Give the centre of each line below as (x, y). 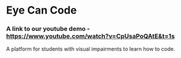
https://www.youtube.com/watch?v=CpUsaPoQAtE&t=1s (90, 36)
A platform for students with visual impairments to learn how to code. (91, 49)
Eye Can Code (42, 10)
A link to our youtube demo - (48, 29)
